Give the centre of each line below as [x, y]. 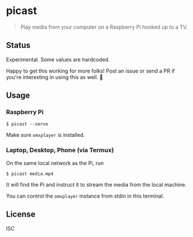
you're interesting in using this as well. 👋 [55, 77]
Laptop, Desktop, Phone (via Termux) [60, 150]
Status [18, 45]
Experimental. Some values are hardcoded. [58, 59]
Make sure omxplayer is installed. [45, 135]
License [21, 214]
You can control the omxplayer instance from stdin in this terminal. [85, 196]
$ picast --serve [27, 124]
